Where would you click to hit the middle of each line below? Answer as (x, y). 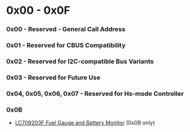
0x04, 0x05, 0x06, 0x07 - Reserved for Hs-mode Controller (95, 94)
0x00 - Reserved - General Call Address (66, 29)
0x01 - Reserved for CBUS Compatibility (66, 46)
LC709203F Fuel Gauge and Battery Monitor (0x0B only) (85, 123)
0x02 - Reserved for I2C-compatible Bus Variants (80, 61)
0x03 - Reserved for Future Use (53, 77)
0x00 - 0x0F (38, 10)
